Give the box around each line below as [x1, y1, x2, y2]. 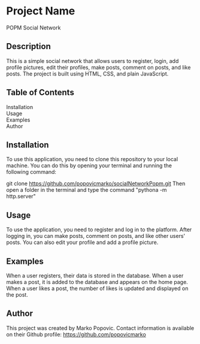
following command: [6, 168, 57, 176]
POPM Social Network [6, 24, 61, 31]
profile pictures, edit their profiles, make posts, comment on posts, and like [6, 64, 191, 71]
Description [6, 41, 51, 52]
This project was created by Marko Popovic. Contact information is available [6, 324, 195, 331]
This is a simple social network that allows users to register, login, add [6, 57, 179, 64]
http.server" [6, 193, 36, 200]
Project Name [6, 4, 75, 18]
